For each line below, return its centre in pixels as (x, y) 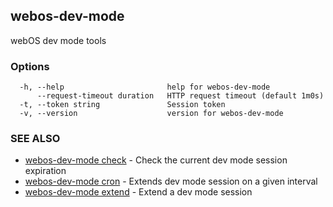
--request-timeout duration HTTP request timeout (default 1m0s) (180, 96)
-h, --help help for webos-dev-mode (145, 87)
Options (30, 66)
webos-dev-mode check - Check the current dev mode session (156, 160)
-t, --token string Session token (122, 105)
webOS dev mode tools (58, 40)
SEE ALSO (35, 139)
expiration (45, 171)
